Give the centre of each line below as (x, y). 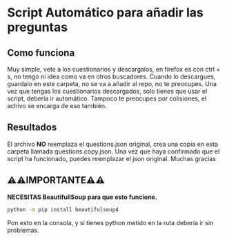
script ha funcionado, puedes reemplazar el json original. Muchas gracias (111, 158)
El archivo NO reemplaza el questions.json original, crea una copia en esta (113, 144)
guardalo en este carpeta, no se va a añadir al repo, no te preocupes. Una (112, 84)
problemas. (23, 230)
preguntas (37, 27)
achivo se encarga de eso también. (57, 106)
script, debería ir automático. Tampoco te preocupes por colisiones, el (107, 98)
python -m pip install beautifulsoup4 (63, 209)
